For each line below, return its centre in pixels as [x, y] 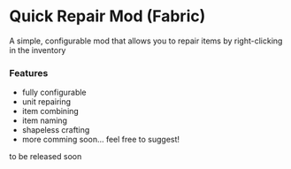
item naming [45, 120]
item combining [50, 111]
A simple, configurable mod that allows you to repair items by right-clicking [146, 41]
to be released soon [46, 157]
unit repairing [46, 102]
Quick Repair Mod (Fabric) [107, 16]
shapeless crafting [56, 130]
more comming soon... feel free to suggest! [100, 140]
